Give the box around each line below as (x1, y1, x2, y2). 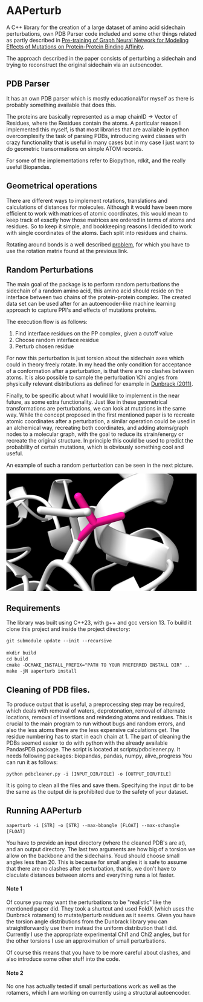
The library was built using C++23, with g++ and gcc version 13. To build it (6, 619, 192, 627)
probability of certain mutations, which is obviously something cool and (6, 443, 184, 451)
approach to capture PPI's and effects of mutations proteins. (6, 306, 157, 314)
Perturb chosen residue (14, 343, 74, 350)
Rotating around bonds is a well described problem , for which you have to (6, 240, 190, 248)
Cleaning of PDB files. (6, 685, 91, 695)
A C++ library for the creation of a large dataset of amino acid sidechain (6, 24, 185, 31)
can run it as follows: (6, 759, 59, 766)
